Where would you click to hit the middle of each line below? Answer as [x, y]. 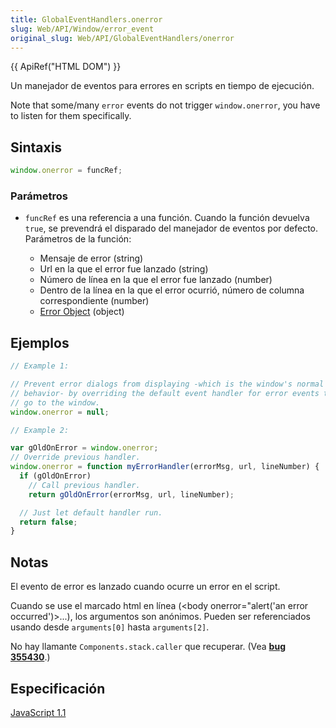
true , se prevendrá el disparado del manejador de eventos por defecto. [171, 228]
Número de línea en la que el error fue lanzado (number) [156, 280]
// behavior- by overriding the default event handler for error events [165, 393]
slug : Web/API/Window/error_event [82, 29]
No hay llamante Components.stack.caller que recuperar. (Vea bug [148, 647]
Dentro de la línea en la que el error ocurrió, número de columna [172, 290]
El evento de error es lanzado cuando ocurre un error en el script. [145, 587]
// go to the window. [55, 402]
